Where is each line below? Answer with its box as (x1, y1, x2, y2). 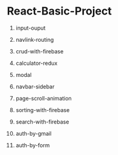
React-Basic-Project (7, 4, 112, 18)
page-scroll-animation (15, 94, 72, 102)
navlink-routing (15, 36, 54, 43)
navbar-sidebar (15, 83, 55, 90)
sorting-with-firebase (15, 106, 70, 113)
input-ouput (15, 24, 46, 31)
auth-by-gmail (15, 130, 52, 137)
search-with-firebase (15, 118, 69, 125)
